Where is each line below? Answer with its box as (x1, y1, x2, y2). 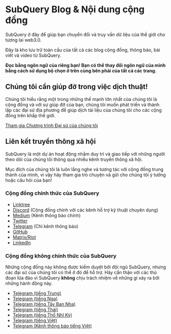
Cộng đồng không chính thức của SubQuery (5, 252, 117, 259)
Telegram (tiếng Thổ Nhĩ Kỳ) (12, 312, 72, 318)
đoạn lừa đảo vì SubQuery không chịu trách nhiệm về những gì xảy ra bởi (5, 275, 160, 281)
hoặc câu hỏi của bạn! (5, 177, 52, 183)
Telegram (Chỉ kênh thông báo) (12, 223, 79, 229)
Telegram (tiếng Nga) (12, 296, 58, 302)
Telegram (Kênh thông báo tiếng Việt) (12, 323, 92, 329)
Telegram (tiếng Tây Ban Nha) (12, 301, 76, 307)
